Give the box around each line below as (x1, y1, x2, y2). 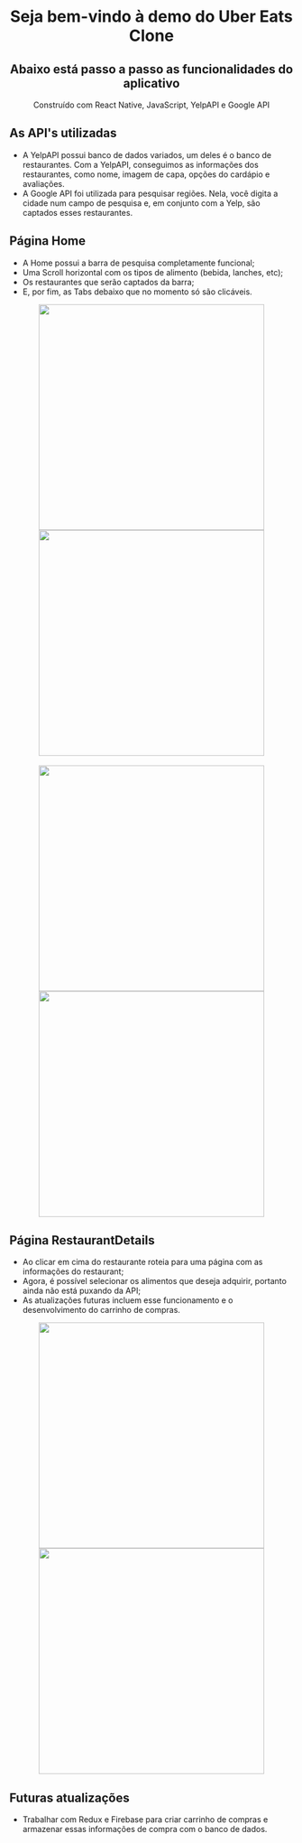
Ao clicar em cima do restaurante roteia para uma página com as (22, 1257, 263, 1268)
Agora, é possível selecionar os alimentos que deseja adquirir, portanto (22, 1276, 287, 1287)
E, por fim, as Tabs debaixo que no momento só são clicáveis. (22, 286, 252, 297)
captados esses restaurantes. (22, 207, 133, 218)
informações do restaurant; (22, 1266, 124, 1277)
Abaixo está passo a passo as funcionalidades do (9, 61, 294, 77)
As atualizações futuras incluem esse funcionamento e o (22, 1295, 233, 1306)
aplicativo (123, 75, 180, 91)
